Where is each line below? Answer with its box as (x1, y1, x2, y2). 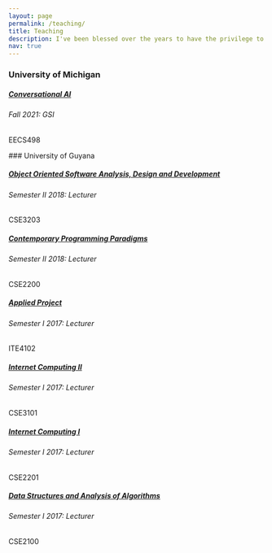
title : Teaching (8, 27, 64, 35)
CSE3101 (8, 407, 38, 417)
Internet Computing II (8, 362, 83, 372)
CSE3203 (8, 215, 41, 224)
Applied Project (8, 298, 63, 307)
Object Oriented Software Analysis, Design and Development (8, 169, 221, 179)
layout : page (8, 11, 53, 20)
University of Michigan (8, 69, 101, 81)
